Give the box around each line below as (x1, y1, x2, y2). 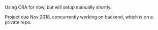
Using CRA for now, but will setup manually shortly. (5, 4, 112, 10)
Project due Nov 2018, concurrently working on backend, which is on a (5, 14, 153, 19)
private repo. (5, 19, 31, 25)
